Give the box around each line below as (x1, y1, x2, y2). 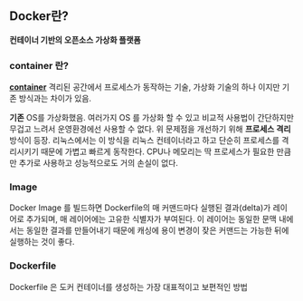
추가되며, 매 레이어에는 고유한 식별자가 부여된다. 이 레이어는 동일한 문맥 (25, 214, 278, 225)
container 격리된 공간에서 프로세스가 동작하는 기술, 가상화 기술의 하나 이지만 (9, 82, 280, 92)
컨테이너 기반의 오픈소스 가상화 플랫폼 (9, 34, 142, 45)
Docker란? (9, 8, 70, 24)
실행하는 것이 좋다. (9, 237, 75, 248)
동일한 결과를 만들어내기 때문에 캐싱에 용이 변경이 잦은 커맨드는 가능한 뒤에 (25, 225, 289, 236)
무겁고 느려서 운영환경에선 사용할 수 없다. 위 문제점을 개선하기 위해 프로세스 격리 (9, 123, 291, 134)
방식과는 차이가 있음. (18, 93, 92, 104)
